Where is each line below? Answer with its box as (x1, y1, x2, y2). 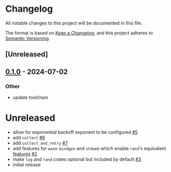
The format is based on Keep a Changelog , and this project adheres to (5, 30, 153, 36)
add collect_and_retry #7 (12, 140, 68, 146)
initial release (12, 161, 41, 167)
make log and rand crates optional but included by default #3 (12, 156, 141, 162)
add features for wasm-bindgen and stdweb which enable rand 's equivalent (12, 145, 166, 151)
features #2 (12, 151, 37, 157)
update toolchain (12, 94, 48, 101)
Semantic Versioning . (5, 35, 50, 41)
